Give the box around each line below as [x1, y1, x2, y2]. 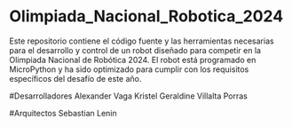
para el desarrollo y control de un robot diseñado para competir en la [9, 44, 262, 55]
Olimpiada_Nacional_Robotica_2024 [9, 6, 284, 27]
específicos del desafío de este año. [9, 73, 142, 83]
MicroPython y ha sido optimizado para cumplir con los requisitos [9, 64, 249, 75]
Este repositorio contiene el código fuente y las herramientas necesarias [9, 36, 274, 46]
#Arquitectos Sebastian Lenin [9, 107, 117, 118]
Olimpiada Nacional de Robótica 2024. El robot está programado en [9, 54, 256, 65]
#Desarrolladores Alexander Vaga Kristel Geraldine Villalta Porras [9, 91, 249, 101]
